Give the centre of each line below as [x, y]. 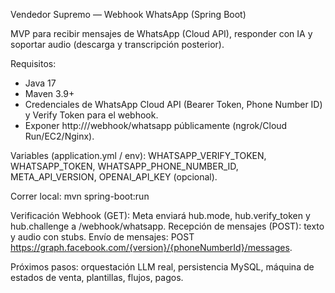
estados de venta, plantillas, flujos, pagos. [97, 277]
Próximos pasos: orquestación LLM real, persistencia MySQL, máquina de [162, 267]
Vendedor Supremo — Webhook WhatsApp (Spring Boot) [128, 14]
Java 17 [40, 83]
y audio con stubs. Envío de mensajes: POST [102, 237]
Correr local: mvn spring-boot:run [80, 196]
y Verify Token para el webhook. [91, 115]
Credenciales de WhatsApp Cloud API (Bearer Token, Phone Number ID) [173, 104]
